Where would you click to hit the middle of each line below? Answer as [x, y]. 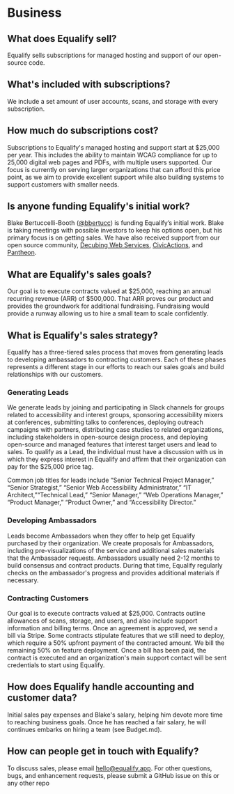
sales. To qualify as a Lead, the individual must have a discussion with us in [115, 452]
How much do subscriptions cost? [83, 131]
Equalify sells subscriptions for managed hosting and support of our [105, 55]
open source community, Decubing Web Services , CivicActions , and [105, 245]
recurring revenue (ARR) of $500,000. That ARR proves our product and [110, 299]
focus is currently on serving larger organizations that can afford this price [114, 169]
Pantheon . [22, 253]
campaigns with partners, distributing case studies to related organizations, [116, 430]
